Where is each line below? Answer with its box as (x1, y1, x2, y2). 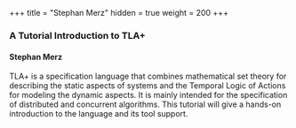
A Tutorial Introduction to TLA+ (9, 29, 147, 41)
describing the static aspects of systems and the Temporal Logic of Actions (9, 80, 286, 91)
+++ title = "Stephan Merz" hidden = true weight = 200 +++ (9, 8, 229, 18)
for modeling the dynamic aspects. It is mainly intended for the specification (9, 90, 288, 101)
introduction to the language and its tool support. (9, 109, 188, 119)
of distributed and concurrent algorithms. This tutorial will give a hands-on (9, 99, 282, 109)
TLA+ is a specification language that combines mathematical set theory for (9, 71, 287, 82)
